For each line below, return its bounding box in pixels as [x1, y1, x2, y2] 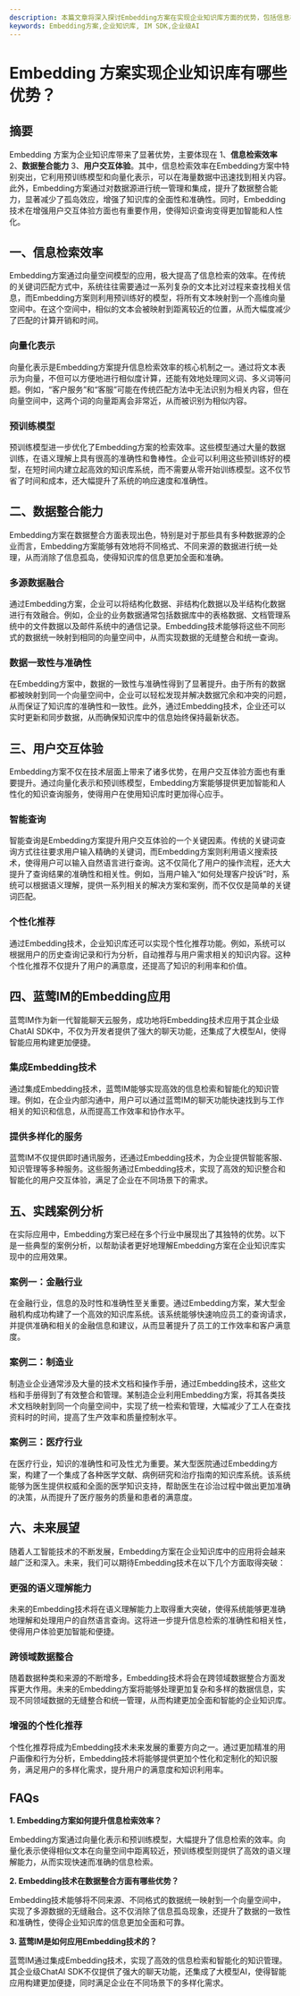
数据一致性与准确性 [9, 656, 92, 669]
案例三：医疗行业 [9, 1436, 83, 1448]
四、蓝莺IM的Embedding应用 [9, 989, 171, 1004]
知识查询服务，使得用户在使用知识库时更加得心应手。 [32, 789, 229, 799]
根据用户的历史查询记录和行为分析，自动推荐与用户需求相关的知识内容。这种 [9, 949, 291, 960]
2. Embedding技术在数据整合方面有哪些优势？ [9, 1876, 179, 1887]
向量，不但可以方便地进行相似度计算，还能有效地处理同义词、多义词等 [24, 372, 283, 383]
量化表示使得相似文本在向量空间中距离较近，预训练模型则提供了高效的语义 [9, 1846, 283, 1856]
